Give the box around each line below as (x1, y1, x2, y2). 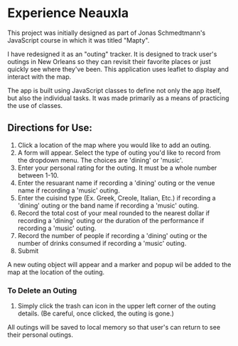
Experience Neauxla (7, 5, 129, 21)
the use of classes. (7, 101, 63, 109)
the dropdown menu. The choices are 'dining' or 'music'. (17, 156, 183, 164)
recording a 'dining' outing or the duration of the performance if (17, 216, 205, 225)
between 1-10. (17, 171, 59, 179)
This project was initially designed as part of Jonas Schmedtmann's (7, 28, 206, 37)
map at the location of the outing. (7, 268, 105, 276)
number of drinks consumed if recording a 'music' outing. (17, 239, 187, 247)
